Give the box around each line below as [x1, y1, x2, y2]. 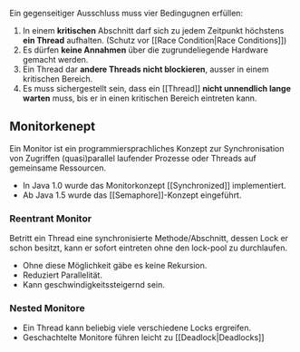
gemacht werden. [22, 54, 89, 64]
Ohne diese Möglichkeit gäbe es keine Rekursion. [22, 260, 208, 271]
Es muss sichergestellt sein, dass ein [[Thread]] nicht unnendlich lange [22, 83, 292, 93]
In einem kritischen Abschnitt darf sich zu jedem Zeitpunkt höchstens [22, 25, 285, 35]
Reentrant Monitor [9, 212, 92, 225]
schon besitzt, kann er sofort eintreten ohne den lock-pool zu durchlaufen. [9, 242, 288, 253]
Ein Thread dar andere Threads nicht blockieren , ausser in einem [22, 64, 269, 74]
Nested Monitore [9, 302, 85, 315]
